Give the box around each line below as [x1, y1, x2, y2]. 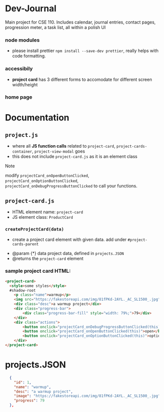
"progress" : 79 [14, 398, 45, 403]
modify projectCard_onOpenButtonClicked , [5, 173, 89, 179]
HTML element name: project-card [12, 209, 83, 215]
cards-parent [12, 241, 39, 247]
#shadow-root [9, 288, 36, 293]
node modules [5, 36, 40, 43]
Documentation [5, 112, 70, 123]
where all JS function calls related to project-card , [12, 143, 116, 149]
